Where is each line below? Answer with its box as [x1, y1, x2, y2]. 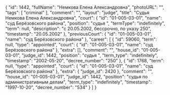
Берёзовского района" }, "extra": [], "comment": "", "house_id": [5, 47, 141, 53]
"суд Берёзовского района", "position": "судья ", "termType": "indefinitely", [5, 20, 165, 26]
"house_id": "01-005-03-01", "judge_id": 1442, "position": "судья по [5, 74, 148, 79]
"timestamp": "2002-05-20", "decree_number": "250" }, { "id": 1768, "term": [5, 58, 165, 63]
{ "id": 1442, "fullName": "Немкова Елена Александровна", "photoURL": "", [5, 5, 164, 10]
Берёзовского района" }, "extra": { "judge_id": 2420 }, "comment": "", [5, 68, 153, 74]
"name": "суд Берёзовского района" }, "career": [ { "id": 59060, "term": [5, 36, 157, 42]
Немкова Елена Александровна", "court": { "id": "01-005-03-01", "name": [5, 15, 162, 21]
